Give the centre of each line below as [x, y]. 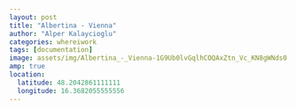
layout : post [33, 17]
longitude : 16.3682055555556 [71, 91]
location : [27, 75]
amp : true [27, 67]
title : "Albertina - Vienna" [63, 25]
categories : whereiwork [53, 42]
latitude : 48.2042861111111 [69, 83]
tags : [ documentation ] [51, 50]
